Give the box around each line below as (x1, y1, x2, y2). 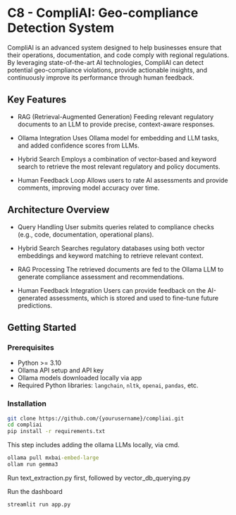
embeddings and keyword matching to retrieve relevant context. (17, 251, 204, 260)
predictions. (17, 301, 53, 310)
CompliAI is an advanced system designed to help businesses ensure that (7, 43, 222, 51)
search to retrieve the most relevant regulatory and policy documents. (17, 162, 221, 171)
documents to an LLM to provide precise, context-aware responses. (17, 120, 215, 128)
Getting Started (7, 321, 77, 333)
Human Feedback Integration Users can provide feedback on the (17, 286, 206, 294)
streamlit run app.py (7, 501, 71, 508)
